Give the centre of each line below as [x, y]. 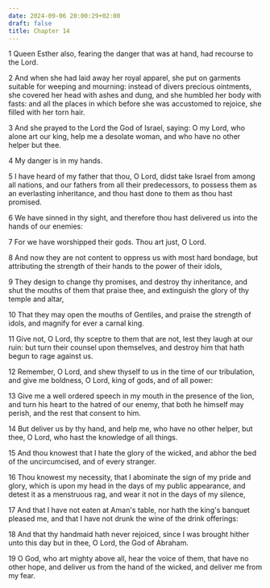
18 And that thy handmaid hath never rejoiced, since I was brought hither [129, 535]
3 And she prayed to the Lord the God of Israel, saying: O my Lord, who [127, 128]
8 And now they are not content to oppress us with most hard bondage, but [133, 258]
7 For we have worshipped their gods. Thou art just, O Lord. [108, 242]
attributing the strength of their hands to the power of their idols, [115, 267]
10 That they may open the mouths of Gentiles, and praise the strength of [130, 315]
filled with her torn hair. [47, 112]
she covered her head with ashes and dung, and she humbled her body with [135, 95]
